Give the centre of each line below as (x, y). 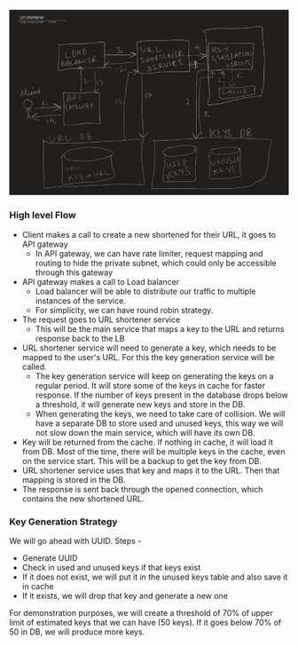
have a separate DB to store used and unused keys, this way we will (159, 423)
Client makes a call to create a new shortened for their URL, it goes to (149, 234)
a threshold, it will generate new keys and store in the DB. (140, 404)
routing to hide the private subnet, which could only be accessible (156, 263)
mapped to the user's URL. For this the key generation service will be (148, 357)
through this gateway (74, 272)
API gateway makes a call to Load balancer (101, 281)
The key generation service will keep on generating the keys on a (154, 376)
